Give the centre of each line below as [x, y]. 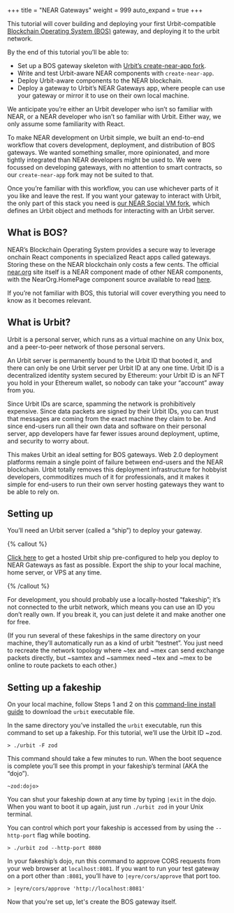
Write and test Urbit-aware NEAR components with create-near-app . [116, 73]
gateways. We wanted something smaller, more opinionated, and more [109, 152]
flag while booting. [64, 835]
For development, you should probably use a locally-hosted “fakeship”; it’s [114, 600]
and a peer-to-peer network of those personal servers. [86, 347]
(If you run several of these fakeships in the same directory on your [104, 636]
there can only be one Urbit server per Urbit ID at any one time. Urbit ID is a [116, 368]
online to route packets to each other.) [62, 666]
